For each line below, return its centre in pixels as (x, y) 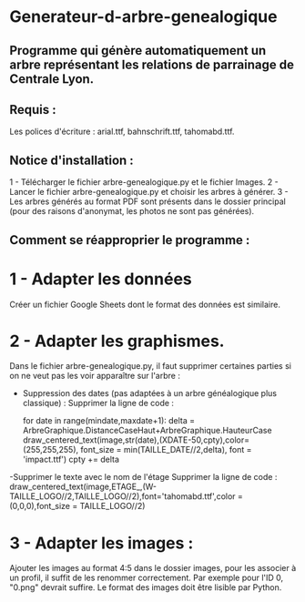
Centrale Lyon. (52, 79)
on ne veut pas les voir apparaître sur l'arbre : (95, 376)
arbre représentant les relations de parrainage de (152, 64)
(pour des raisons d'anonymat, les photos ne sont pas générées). (132, 211)
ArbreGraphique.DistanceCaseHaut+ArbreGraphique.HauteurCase (147, 431)
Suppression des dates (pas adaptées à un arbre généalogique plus (150, 393)
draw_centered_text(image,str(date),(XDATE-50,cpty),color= (136, 440)
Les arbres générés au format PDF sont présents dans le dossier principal (148, 201)
